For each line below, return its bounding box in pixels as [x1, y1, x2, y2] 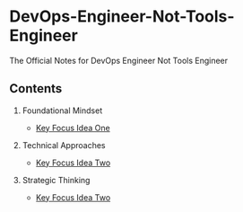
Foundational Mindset [22, 105, 103, 116]
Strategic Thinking [22, 174, 91, 185]
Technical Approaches [22, 139, 106, 150]
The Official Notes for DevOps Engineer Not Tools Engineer [9, 55, 229, 66]
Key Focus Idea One [35, 122, 110, 133]
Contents [9, 81, 63, 96]
